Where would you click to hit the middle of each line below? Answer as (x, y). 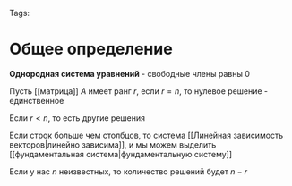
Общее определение (91, 49)
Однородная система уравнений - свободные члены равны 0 (130, 73)
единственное (37, 100)
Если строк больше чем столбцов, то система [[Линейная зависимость (146, 135)
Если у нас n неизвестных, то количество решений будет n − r (129, 171)
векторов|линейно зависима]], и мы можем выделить (113, 144)
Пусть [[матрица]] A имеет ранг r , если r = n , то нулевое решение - (139, 91)
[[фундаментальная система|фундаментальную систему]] (121, 154)
